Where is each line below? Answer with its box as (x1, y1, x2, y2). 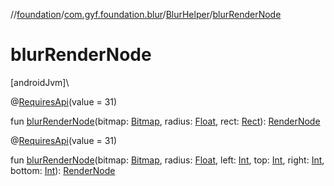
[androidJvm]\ (10, 76, 70, 88)
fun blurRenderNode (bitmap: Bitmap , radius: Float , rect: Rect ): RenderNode (10, 115, 321, 127)
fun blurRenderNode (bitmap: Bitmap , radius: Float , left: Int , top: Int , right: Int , (10, 154, 325, 166)
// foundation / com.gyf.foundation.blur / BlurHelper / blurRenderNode (10, 9, 282, 20)
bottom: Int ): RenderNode (10, 164, 116, 176)
